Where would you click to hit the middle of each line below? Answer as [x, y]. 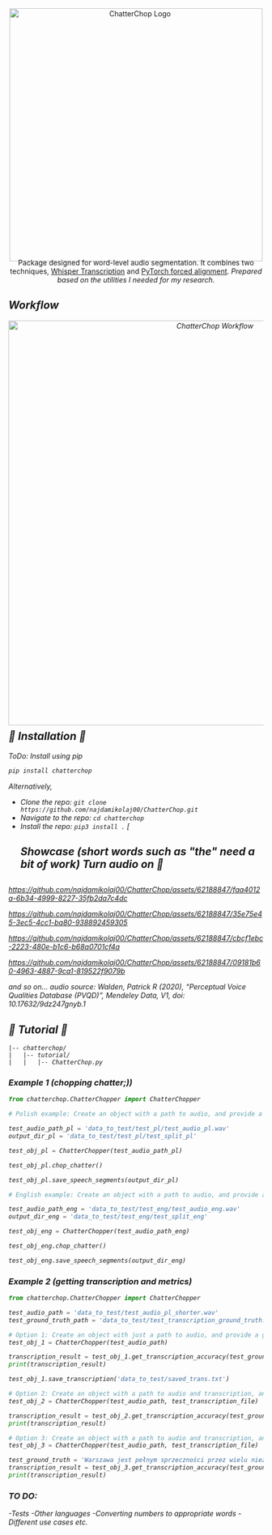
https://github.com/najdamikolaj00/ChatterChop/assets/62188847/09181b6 [134, 963]
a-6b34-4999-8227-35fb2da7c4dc [68, 899]
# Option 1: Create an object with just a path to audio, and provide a [134, 1335]
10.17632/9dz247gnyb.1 [47, 1004]
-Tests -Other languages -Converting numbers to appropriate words [122, 1514]
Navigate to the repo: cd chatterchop [82, 818]
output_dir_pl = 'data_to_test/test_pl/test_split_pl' [103, 1137]
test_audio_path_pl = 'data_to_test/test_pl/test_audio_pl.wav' [119, 1129]
